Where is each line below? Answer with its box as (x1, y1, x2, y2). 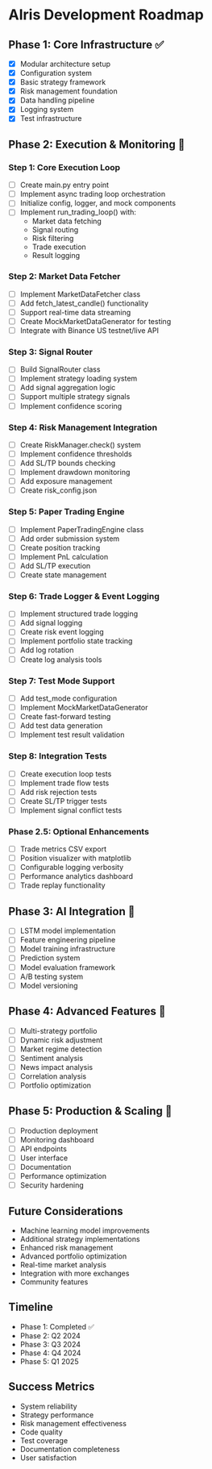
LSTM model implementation (19, 926, 116, 936)
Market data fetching (31, 216, 102, 227)
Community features (19, 1277, 89, 1287)
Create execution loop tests (19, 768, 112, 779)
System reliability (19, 1401, 78, 1411)
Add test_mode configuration (19, 693, 118, 703)
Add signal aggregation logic (19, 383, 116, 393)
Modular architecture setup (19, 59, 111, 69)
